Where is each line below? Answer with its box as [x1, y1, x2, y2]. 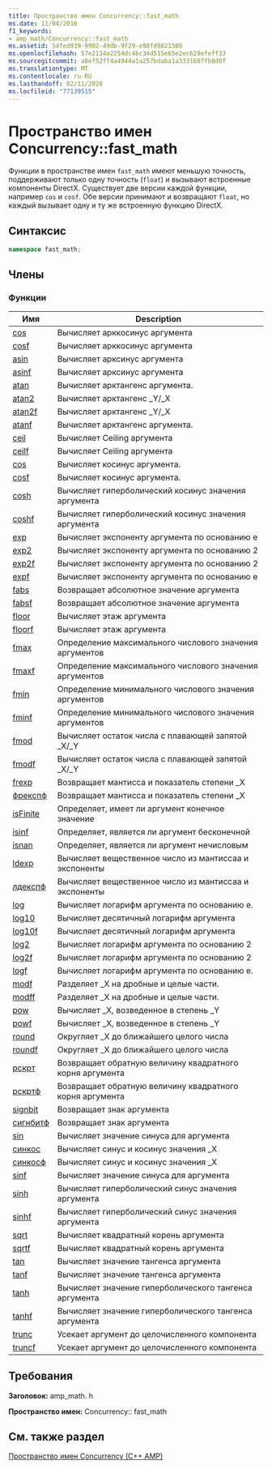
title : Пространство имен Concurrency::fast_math [8, 11, 180, 20]
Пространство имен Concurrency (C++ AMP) [8, 1451, 164, 1461]
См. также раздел [8, 1429, 105, 1443]
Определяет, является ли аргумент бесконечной [57, 826, 251, 837]
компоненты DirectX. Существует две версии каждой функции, [8, 183, 227, 193]
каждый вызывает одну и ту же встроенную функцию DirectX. [8, 200, 224, 211]
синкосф [12, 1156, 47, 1168]
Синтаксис [8, 224, 66, 237]
